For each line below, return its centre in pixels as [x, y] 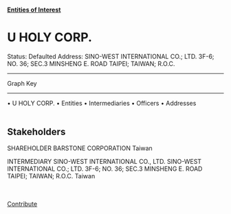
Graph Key [22, 83]
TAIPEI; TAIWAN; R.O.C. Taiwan [51, 176]
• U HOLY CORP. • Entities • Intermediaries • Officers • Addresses [102, 103]
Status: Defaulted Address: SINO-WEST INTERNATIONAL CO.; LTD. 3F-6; [111, 56]
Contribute [22, 204]
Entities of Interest [34, 10]
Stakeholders [36, 131]
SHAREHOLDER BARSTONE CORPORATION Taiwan [80, 148]
